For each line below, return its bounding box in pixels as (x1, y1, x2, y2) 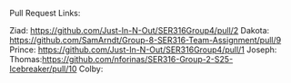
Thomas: (9, 54, 43, 64)
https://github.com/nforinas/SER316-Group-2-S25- (42, 54, 234, 64)
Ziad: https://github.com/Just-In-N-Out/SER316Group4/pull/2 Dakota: (9, 25, 270, 35)
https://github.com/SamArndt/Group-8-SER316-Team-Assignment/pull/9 (9, 35, 282, 45)
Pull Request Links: (9, 8, 81, 18)
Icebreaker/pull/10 (9, 63, 77, 74)
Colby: (78, 63, 104, 74)
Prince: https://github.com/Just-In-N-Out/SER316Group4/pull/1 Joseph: (9, 44, 277, 55)
